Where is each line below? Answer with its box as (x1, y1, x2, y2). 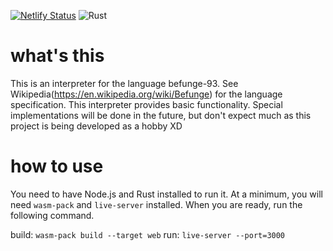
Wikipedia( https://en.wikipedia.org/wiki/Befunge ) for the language (10, 88, 283, 100)
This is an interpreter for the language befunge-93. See (10, 77, 239, 89)
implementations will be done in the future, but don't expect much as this (10, 109, 312, 121)
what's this (10, 45, 105, 67)
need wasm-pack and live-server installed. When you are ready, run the (10, 198, 303, 210)
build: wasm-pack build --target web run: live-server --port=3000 (10, 228, 286, 240)
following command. (10, 209, 95, 221)
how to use (10, 155, 104, 178)
